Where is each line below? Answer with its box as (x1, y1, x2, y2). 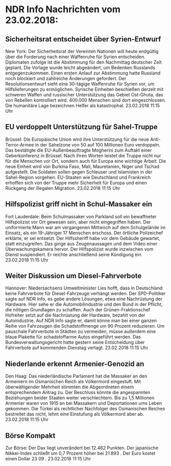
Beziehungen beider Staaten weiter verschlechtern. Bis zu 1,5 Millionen (5, 395, 155, 401)
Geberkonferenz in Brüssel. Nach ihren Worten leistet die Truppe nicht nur (5, 152, 161, 159)
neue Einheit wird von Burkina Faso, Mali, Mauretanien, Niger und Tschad (5, 163, 160, 169)
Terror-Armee (5, 141, 34, 148)
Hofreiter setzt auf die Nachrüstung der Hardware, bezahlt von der (5, 312, 145, 318)
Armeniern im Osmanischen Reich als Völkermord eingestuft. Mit (5, 379, 141, 385)
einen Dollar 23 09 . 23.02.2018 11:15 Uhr (5, 456, 91, 462)
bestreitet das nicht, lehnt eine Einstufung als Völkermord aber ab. (5, 411, 144, 417)
